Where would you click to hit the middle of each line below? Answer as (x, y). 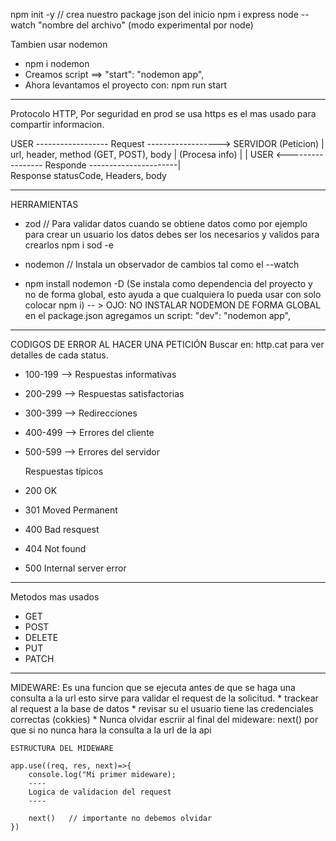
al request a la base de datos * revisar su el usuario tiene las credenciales (162, 708)
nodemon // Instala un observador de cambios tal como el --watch (162, 264)
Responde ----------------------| (113, 165)
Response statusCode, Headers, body (88, 175)
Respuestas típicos (64, 471)
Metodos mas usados (55, 597)
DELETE (41, 637)
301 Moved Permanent (71, 510)
